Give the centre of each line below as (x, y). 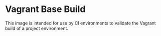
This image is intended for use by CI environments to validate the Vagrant (80, 23)
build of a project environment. (37, 28)
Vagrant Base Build (45, 9)
